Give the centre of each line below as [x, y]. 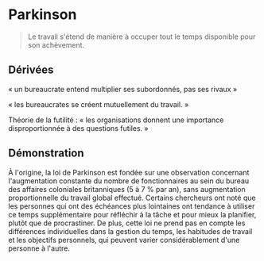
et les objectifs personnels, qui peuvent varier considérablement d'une [124, 240]
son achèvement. [56, 44]
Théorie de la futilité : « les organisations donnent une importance [116, 120]
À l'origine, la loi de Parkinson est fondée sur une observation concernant [129, 172]
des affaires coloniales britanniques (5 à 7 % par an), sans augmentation [127, 189]
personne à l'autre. [39, 248]
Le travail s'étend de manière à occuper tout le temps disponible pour [142, 36]
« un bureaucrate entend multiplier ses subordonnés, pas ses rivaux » [123, 89]
